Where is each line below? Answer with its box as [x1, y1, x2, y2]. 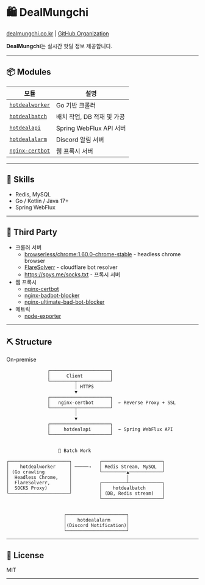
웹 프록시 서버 [56, 146, 93, 155]
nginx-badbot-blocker [24, 292, 80, 300]
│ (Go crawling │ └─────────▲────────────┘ [6, 469, 165, 475]
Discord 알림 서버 [56, 135, 105, 144]
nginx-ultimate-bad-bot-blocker [24, 298, 105, 306]
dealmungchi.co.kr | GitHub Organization [6, 29, 109, 37]
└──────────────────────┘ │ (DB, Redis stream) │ [6, 490, 165, 497]
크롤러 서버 [15, 244, 42, 251]
